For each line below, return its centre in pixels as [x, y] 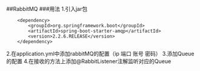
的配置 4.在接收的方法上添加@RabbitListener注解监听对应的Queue [89, 61]
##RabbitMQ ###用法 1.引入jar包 [47, 9]
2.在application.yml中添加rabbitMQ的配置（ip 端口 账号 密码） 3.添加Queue [100, 54]
